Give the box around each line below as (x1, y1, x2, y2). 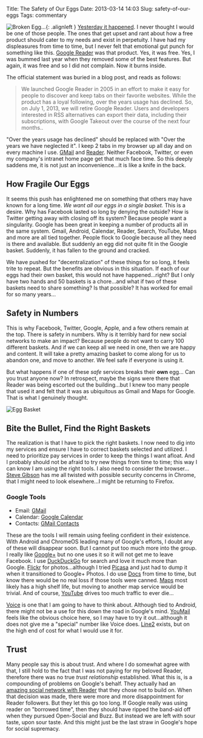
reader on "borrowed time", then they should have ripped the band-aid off (6, 705, 191, 713)
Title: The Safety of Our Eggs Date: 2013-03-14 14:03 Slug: (6, 5, 153, 12)
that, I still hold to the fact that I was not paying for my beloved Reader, (6, 667, 183, 674)
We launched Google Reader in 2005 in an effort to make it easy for (21, 85, 190, 93)
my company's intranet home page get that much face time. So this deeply (6, 155, 193, 162)
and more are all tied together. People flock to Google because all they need (6, 233, 196, 241)
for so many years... (6, 290, 56, 298)
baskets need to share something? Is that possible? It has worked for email (6, 284, 193, 291)
